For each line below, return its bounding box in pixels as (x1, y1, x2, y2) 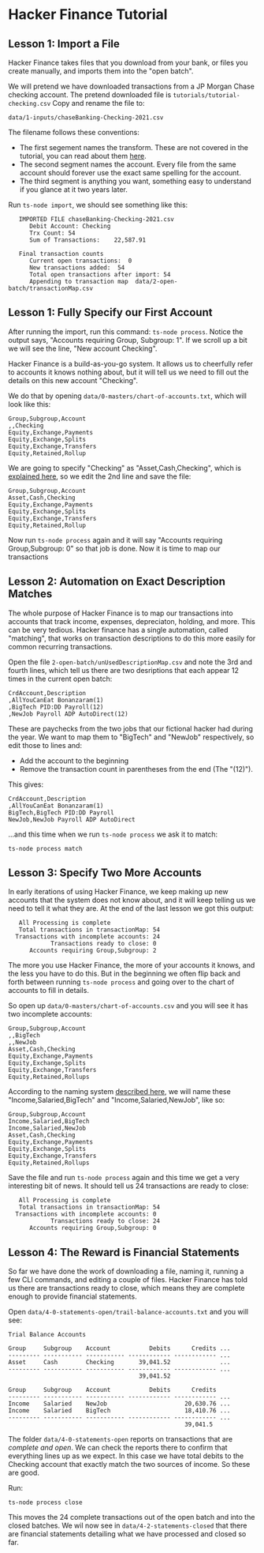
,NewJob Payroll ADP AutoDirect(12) (8, 709, 128, 718)
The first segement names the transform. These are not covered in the (19, 143, 248, 152)
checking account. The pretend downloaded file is (8, 90, 172, 100)
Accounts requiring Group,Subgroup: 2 (28, 946, 157, 955)
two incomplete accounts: (8, 1010, 92, 1019)
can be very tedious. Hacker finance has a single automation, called (8, 625, 229, 634)
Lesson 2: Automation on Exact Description (8, 575, 226, 588)
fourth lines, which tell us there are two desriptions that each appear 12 (8, 665, 239, 675)
